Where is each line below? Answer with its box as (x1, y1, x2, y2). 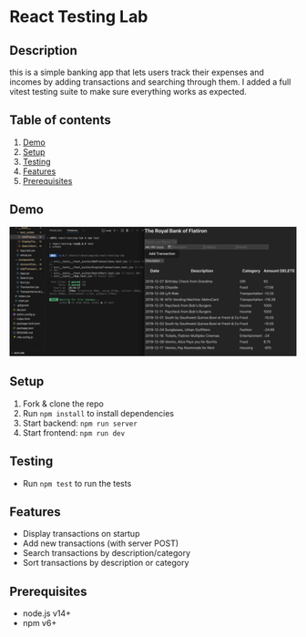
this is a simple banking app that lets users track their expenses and (9, 67, 264, 77)
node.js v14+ (22, 608, 71, 619)
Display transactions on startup (22, 529, 140, 539)
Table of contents (9, 112, 111, 128)
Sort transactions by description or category (22, 558, 189, 569)
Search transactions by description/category (22, 548, 191, 559)
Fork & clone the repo (22, 398, 105, 409)
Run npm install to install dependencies (22, 407, 175, 418)
